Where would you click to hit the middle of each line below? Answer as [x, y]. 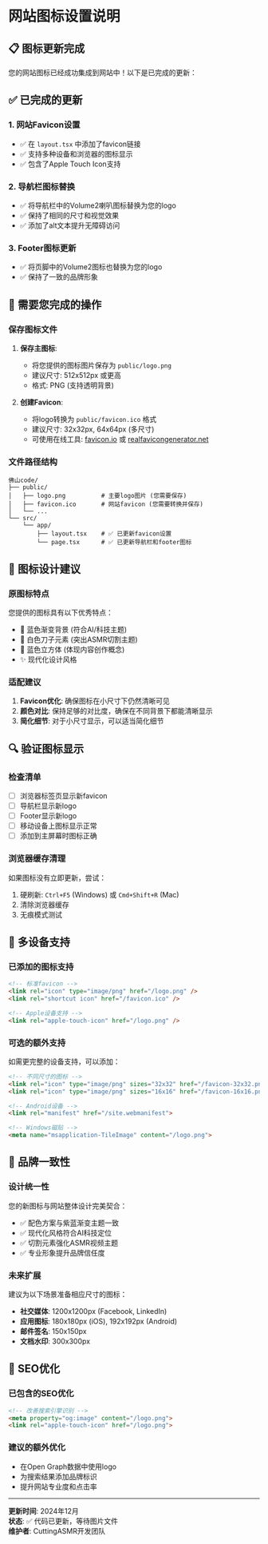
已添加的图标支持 [41, 966]
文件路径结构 [33, 462]
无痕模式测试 [41, 914]
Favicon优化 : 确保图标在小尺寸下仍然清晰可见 [95, 701]
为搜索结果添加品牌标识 [58, 1476]
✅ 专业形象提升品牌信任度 [62, 1252]
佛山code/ [23, 480]
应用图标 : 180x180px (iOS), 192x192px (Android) [99, 1321]
